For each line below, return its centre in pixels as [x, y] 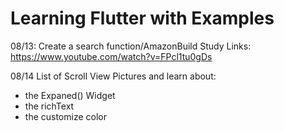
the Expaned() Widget [70, 95]
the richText [49, 106]
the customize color [65, 116]
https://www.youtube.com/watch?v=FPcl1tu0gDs [111, 56]
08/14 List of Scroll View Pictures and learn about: [113, 76]
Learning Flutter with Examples [142, 18]
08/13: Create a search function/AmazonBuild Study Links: [131, 46]
